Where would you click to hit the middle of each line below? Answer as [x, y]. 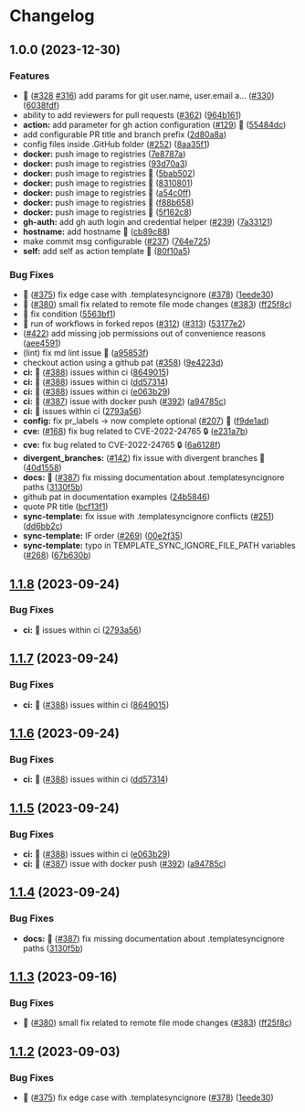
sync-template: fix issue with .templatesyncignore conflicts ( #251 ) [148, 517]
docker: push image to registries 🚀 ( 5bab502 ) [109, 173]
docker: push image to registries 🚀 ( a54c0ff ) [107, 192]
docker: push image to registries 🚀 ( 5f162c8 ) [107, 212]
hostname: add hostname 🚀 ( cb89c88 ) [96, 231]
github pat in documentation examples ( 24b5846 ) [116, 497]
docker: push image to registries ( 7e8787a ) [104, 154]
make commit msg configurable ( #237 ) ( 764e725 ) [117, 241]
